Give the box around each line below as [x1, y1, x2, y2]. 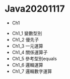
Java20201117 [5, 3, 65, 15]
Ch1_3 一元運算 [12, 43, 43, 49]
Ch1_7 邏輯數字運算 [12, 68, 52, 74]
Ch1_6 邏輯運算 [12, 62, 43, 68]
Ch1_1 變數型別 [12, 30, 42, 36]
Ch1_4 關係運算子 [12, 49, 48, 55]
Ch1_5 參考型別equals [12, 55, 57, 61]
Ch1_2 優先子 [12, 36, 39, 43]
